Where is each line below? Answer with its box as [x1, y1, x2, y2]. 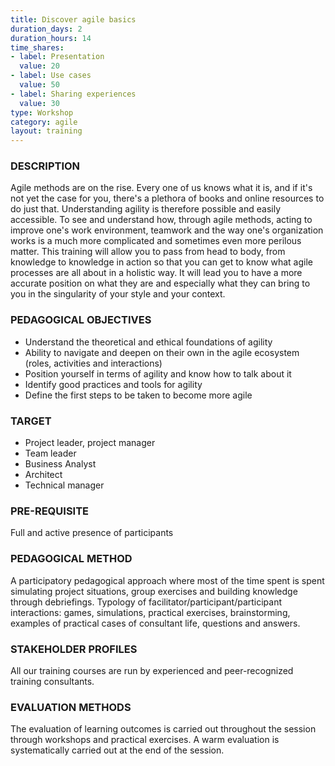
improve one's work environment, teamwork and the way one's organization [10, 224, 324, 236]
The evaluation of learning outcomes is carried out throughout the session [10, 723, 317, 735]
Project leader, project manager [24, 437, 156, 449]
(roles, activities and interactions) [24, 357, 163, 369]
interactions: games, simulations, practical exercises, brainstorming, [10, 606, 291, 618]
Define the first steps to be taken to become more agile [24, 389, 253, 401]
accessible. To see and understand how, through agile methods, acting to [10, 214, 313, 226]
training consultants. [10, 675, 95, 687]
